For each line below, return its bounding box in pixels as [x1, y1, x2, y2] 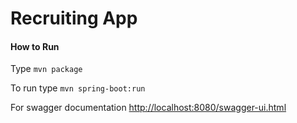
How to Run [10, 40, 60, 52]
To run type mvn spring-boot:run [10, 82, 146, 94]
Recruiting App [10, 7, 138, 30]
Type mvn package [10, 63, 83, 75]
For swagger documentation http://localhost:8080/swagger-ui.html [10, 102, 287, 114]
